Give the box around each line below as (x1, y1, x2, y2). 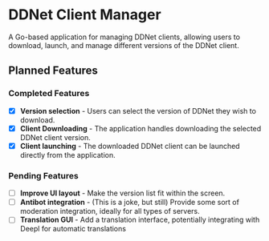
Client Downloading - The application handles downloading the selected (19, 123, 262, 133)
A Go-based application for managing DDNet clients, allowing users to (8, 32, 241, 42)
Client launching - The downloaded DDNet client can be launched (19, 141, 240, 151)
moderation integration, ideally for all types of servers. (19, 207, 201, 216)
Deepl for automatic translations (19, 224, 127, 234)
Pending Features (8, 170, 79, 181)
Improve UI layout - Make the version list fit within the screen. (19, 188, 226, 198)
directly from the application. (19, 150, 116, 159)
